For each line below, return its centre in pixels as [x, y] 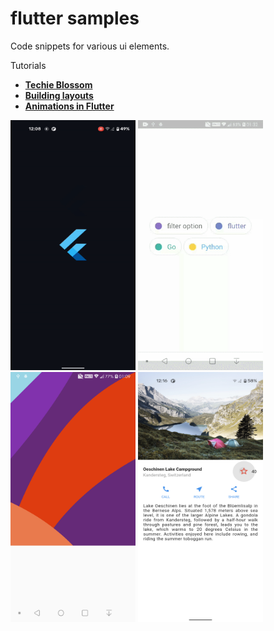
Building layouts [59, 95]
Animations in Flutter [69, 106]
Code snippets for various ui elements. [90, 46]
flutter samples [75, 18]
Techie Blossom [58, 84]
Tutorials [28, 65]
